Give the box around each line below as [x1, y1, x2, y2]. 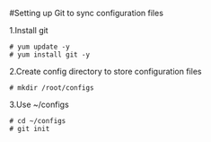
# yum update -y [9, 42, 70, 51]
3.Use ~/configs [9, 99, 69, 110]
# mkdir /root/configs [9, 84, 94, 93]
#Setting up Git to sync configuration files [9, 8, 164, 18]
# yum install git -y [9, 50, 91, 59]
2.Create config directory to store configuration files [9, 67, 202, 76]
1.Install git [9, 25, 48, 35]
